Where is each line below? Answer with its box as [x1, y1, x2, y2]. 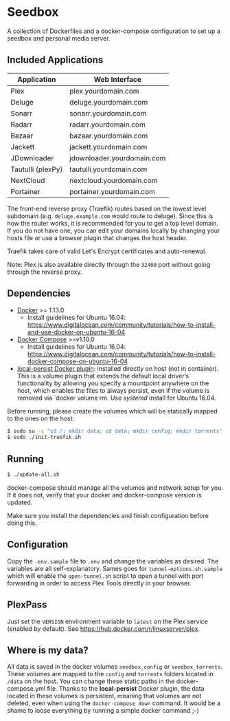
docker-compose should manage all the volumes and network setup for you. [7, 484, 224, 492]
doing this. [7, 519, 37, 527]
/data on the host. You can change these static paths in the [7, 677, 175, 685]
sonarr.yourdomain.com [69, 108, 147, 118]
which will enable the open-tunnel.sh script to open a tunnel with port [7, 572, 204, 580]
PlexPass [7, 599, 47, 611]
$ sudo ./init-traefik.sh [7, 434, 81, 441]
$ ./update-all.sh [7, 471, 60, 478]
